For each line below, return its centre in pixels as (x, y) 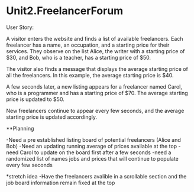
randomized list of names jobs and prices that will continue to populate (93, 158)
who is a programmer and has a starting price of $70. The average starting (97, 93)
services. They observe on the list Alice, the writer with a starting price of (96, 51)
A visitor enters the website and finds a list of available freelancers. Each (95, 38)
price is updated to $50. (35, 99)
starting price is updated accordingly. (52, 117)
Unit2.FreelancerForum (65, 11)
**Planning (20, 128)
